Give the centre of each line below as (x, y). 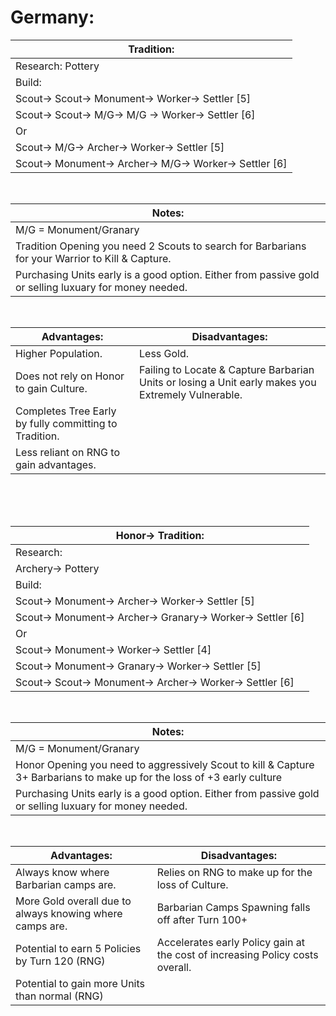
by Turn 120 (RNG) (60, 961)
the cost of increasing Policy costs (237, 954)
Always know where (62, 872)
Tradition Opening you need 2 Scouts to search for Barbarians (161, 246)
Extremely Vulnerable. (191, 394)
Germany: (52, 17)
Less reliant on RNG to (67, 452)
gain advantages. (56, 464)
